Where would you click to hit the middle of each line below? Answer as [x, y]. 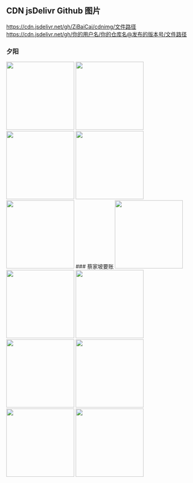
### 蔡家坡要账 [94, 267]
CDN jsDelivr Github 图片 [53, 11]
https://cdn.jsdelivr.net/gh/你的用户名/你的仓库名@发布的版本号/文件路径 [96, 34]
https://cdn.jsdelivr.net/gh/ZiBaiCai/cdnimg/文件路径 [71, 27]
